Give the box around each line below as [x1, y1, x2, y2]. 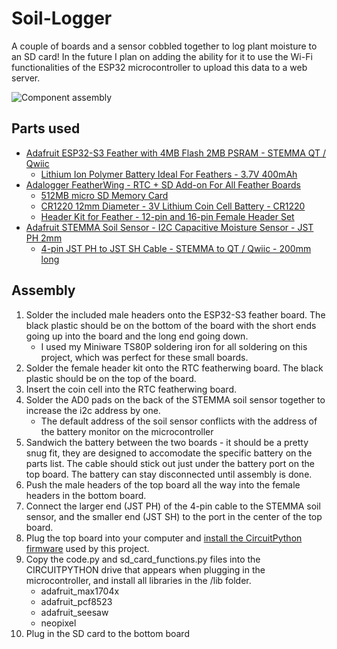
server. [11, 72, 41, 84]
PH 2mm [25, 232, 63, 244]
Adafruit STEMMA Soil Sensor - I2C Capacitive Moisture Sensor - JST [25, 221, 314, 233]
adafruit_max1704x [40, 585, 120, 597]
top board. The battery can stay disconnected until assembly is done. [25, 468, 313, 480]
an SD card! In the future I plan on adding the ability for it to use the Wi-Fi [11, 50, 313, 62]
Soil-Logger [11, 7, 113, 30]
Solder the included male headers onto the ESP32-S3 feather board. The [25, 308, 326, 321]
